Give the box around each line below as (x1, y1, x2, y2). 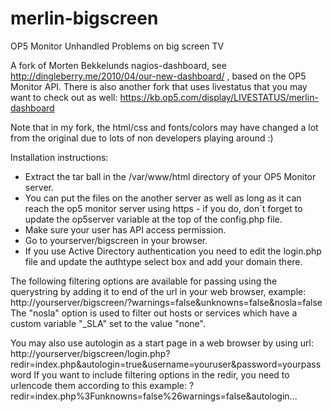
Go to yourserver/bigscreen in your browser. (24, 234, 208, 246)
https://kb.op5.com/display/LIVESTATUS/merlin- (119, 91, 319, 103)
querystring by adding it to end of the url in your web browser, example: (10, 285, 307, 297)
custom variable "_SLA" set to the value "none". (10, 317, 206, 329)
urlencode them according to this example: (10, 379, 188, 391)
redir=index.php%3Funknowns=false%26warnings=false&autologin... (10, 390, 298, 402)
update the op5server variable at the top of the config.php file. (24, 213, 283, 225)
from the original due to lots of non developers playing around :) (10, 132, 274, 144)
